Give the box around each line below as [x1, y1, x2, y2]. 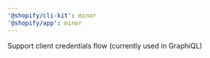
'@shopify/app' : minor [7, 19, 82, 27]
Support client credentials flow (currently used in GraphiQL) [7, 41, 203, 50]
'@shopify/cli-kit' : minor [7, 11, 97, 20]
